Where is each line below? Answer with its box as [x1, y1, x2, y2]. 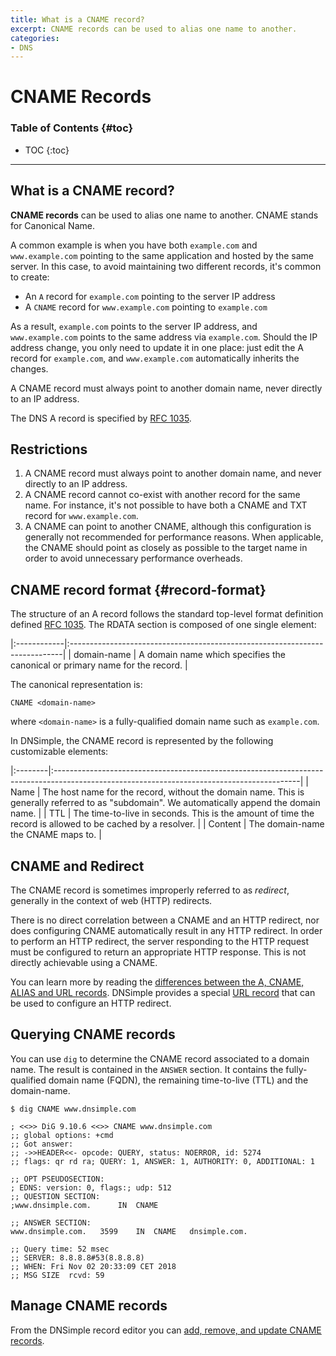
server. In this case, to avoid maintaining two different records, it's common [10, 260, 322, 272]
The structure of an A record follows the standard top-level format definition [10, 608, 324, 620]
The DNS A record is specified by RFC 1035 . [10, 412, 192, 424]
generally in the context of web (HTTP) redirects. [10, 894, 213, 906]
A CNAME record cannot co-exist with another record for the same [24, 489, 301, 501]
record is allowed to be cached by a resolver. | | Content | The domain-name [10, 818, 325, 830]
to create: [10, 271, 50, 283]
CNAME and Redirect [10, 857, 145, 875]
